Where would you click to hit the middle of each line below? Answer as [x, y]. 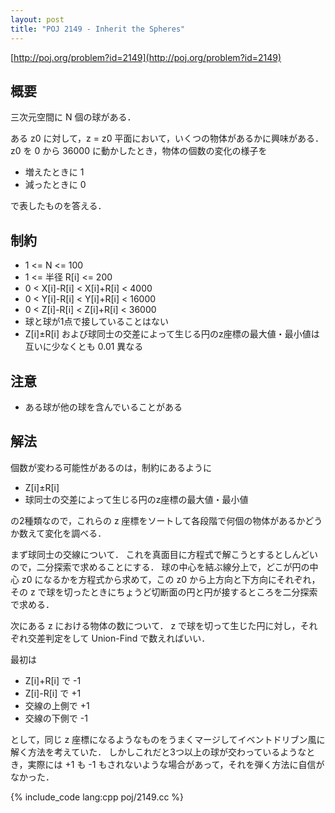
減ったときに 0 [55, 185]
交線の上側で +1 [57, 705]
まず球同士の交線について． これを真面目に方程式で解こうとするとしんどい [164, 554]
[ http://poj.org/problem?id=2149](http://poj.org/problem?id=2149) [146, 57]
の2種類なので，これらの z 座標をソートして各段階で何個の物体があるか [158, 520]
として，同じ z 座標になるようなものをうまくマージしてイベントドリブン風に [168, 739]
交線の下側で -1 [56, 718]
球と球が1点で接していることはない [97, 322]
